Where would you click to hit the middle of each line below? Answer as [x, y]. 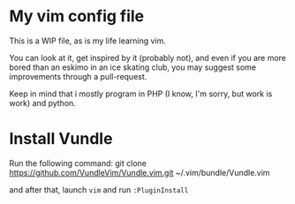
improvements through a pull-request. [78, 76]
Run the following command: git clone [78, 163]
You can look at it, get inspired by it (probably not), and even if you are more [148, 57]
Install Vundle [61, 139]
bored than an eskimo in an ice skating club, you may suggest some [133, 67]
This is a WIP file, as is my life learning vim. [87, 41]
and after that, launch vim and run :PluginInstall [99, 189]
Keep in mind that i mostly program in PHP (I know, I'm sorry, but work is [141, 94]
